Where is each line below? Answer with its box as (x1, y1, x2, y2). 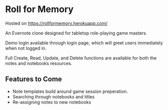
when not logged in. (5, 45, 47, 51)
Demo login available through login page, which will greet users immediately (5, 39, 163, 46)
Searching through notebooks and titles (12, 93, 95, 99)
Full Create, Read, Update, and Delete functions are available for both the (5, 54, 157, 61)
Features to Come (5, 75, 62, 84)
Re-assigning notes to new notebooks (12, 99, 92, 105)
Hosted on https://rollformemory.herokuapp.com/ (5, 20, 108, 26)
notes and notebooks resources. (5, 60, 72, 66)
